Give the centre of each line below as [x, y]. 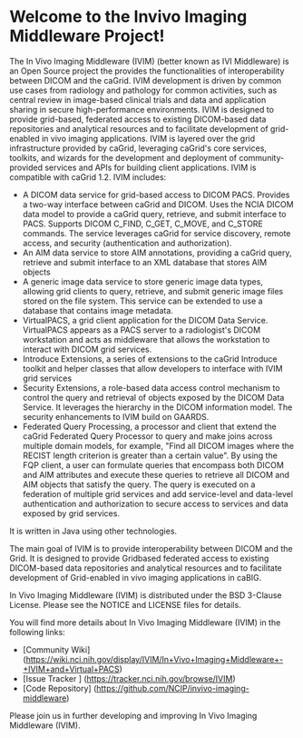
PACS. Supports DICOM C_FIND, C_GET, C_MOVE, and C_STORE [142, 224]
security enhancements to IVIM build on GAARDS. [116, 416]
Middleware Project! [87, 36]
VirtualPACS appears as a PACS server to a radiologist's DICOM [142, 330]
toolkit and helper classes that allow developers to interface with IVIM [152, 368]
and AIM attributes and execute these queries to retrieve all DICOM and [156, 474]
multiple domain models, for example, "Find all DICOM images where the [158, 445]
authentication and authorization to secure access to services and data [155, 504]
